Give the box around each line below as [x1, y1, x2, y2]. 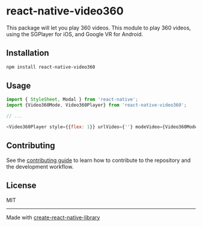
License [6, 181, 37, 191]
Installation [6, 48, 49, 58]
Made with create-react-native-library [6, 214, 100, 221]
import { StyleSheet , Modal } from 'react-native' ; [6, 96, 138, 103]
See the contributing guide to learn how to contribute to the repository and [6, 157, 191, 164]
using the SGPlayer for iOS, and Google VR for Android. [6, 30, 143, 37]
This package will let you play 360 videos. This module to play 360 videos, [6, 24, 191, 31]
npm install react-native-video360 [6, 64, 96, 70]
